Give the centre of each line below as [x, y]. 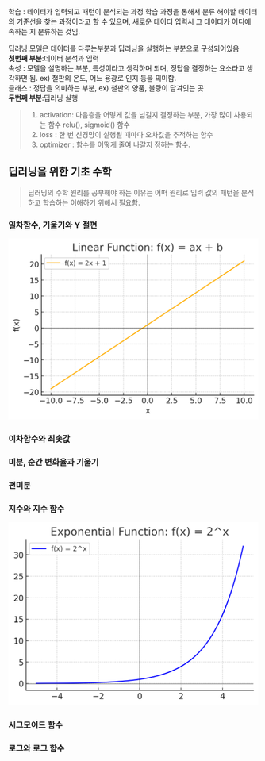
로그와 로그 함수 [36, 748]
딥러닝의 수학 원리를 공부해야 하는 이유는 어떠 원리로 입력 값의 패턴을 [133, 192]
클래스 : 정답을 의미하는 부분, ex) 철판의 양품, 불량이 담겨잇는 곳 [106, 88]
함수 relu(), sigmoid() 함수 [89, 125]
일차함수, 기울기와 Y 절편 [53, 225]
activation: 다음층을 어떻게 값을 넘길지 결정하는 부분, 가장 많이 [136, 115]
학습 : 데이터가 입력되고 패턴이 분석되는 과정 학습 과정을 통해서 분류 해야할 [122, 12]
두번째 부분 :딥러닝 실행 [43, 98]
